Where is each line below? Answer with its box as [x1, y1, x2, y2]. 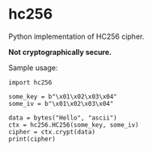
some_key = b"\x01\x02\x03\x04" [8, 92, 117, 101]
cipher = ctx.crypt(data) [8, 128, 95, 136]
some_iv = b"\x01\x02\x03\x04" [8, 99, 114, 107]
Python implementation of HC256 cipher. [8, 31, 145, 41]
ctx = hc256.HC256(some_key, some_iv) [8, 120, 139, 129]
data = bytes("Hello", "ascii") [8, 114, 117, 122]
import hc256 [8, 78, 53, 86]
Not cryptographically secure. [8, 47, 112, 57]
